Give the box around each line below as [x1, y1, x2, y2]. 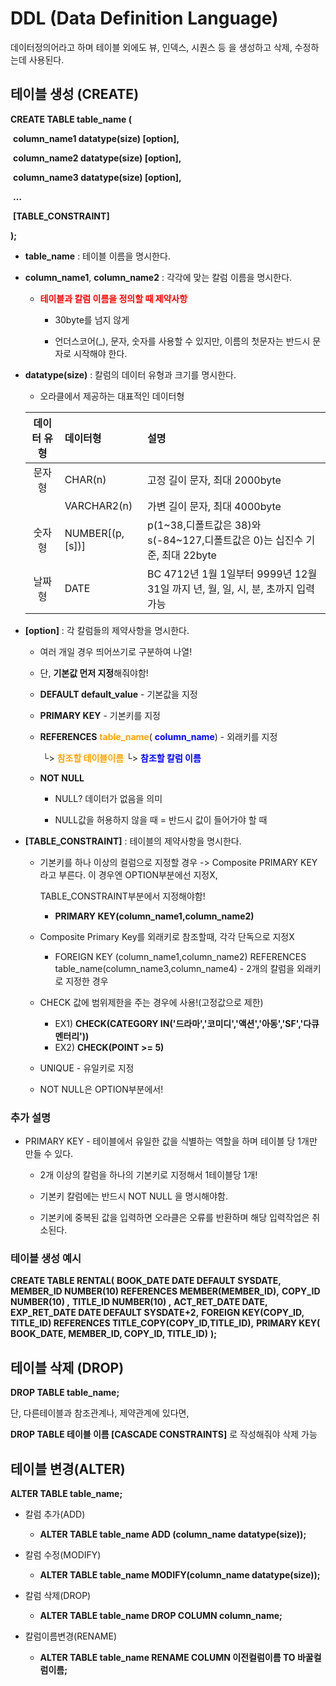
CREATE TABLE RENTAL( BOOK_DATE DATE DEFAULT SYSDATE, [10, 1275, 282, 1287]
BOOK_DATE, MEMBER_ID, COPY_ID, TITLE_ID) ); [10, 1328, 217, 1340]
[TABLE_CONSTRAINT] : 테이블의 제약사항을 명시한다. [24, 835, 242, 847]
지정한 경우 [65, 975, 109, 987]
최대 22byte [161, 548, 217, 562]
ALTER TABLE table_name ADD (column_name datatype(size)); [39, 1528, 307, 1540]
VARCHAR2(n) [64, 498, 133, 512]
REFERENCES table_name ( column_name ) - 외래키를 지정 [39, 730, 278, 742]
